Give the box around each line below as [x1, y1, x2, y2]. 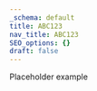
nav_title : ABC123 [9, 30, 79, 39]
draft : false [9, 47, 59, 56]
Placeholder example [9, 71, 89, 82]
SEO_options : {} [9, 38, 71, 48]
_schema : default [9, 13, 75, 23]
